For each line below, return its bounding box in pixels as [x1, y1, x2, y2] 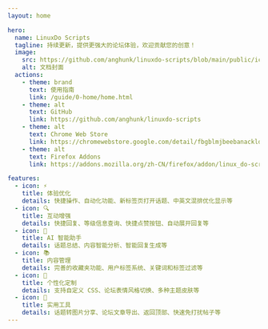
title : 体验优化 [22, 190, 71, 198]
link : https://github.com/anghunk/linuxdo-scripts [28, 115, 202, 124]
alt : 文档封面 [22, 63, 65, 72]
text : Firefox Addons [28, 153, 102, 161]
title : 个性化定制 [22, 279, 78, 287]
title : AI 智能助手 [22, 234, 82, 243]
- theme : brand [22, 78, 73, 86]
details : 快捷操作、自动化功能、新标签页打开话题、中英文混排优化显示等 [22, 197, 233, 205]
